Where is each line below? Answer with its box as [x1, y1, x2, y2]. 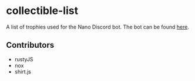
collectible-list [6, 4, 78, 17]
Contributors [6, 40, 55, 50]
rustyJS [14, 55, 33, 62]
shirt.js [14, 68, 31, 75]
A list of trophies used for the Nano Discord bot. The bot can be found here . [6, 23, 190, 30]
